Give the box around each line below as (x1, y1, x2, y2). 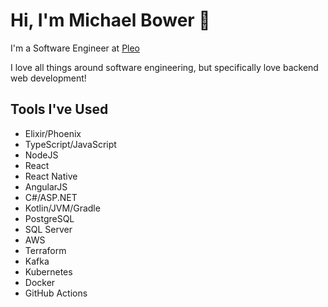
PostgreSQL (24, 212, 75, 224)
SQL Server (24, 223, 73, 235)
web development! (10, 72, 87, 84)
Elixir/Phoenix (24, 127, 82, 139)
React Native (24, 170, 78, 182)
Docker (24, 276, 56, 288)
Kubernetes (24, 265, 73, 278)
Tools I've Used (10, 101, 109, 118)
